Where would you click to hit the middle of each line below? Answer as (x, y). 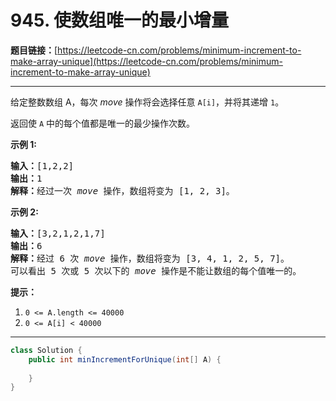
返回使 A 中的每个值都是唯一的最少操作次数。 (103, 123)
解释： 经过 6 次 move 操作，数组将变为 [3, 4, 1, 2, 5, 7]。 (150, 258)
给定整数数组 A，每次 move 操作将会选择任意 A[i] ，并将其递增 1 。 (147, 102)
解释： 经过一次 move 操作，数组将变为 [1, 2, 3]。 (122, 190)
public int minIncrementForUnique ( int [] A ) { (125, 359)
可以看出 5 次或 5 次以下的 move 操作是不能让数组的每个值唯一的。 (156, 270)
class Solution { (46, 350)
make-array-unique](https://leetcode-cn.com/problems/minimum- (146, 61)
